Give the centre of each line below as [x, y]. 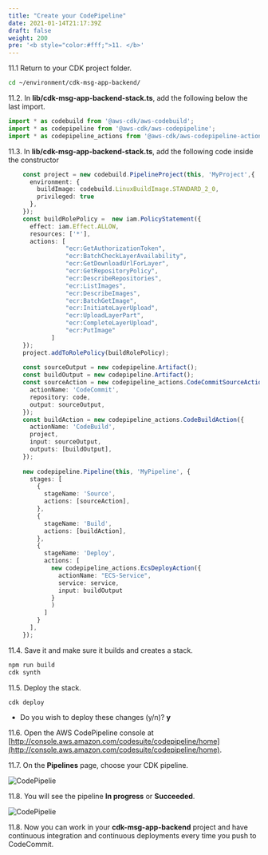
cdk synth [25, 672]
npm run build [32, 665]
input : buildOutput [91, 591]
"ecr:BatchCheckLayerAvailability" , [126, 256]
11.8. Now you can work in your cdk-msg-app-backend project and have [128, 827]
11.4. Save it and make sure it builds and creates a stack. [100, 650]
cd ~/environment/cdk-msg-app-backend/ [75, 83]
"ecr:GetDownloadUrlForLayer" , [117, 264]
